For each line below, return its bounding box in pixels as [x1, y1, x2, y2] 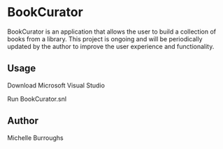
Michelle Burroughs [7, 134, 64, 142]
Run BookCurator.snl [7, 94, 67, 103]
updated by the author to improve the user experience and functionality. [7, 42, 215, 50]
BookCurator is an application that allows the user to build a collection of [7, 27, 217, 36]
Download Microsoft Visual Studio [7, 81, 105, 90]
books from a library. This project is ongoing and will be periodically [7, 34, 203, 43]
